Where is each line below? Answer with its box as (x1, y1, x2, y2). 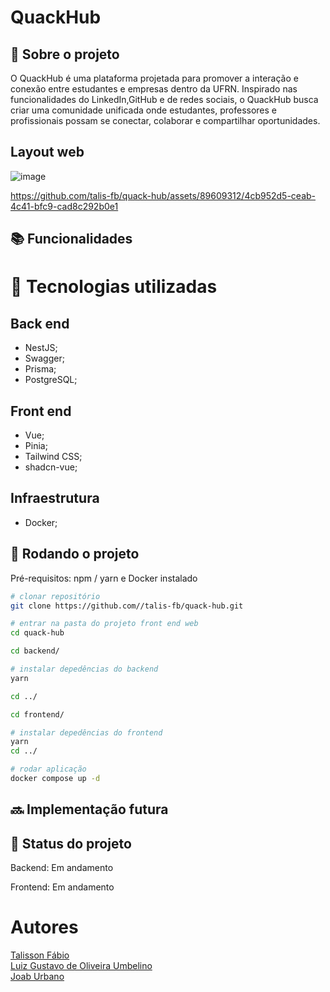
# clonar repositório (10, 591, 101, 601)
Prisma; (24, 363, 57, 375)
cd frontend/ (10, 709, 65, 720)
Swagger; (24, 352, 65, 365)
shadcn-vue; (24, 461, 78, 473)
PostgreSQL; (24, 374, 78, 386)
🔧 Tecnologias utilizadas (10, 276, 218, 298)
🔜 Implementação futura (10, 801, 169, 818)
